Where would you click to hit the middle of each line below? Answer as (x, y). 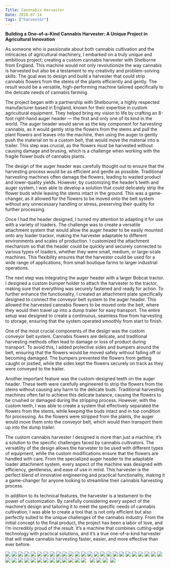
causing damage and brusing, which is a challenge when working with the (83, 151)
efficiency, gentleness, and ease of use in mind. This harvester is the (77, 470)
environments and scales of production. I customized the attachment (77, 241)
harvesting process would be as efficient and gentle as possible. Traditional (84, 172)
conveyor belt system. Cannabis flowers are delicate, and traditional (76, 336)
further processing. (25, 210)
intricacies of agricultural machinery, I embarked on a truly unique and (79, 54)
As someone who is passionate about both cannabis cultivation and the (80, 49)
